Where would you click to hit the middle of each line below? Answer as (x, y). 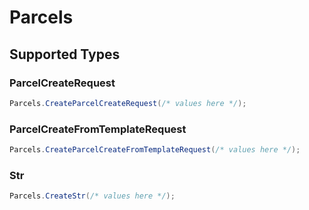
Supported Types (65, 54)
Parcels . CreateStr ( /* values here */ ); (92, 196)
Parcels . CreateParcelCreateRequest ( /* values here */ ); (128, 103)
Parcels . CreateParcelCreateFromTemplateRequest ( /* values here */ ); (155, 150)
